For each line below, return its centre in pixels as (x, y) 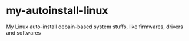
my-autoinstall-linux (57, 11)
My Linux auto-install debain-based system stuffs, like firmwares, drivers (95, 27)
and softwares (24, 32)
